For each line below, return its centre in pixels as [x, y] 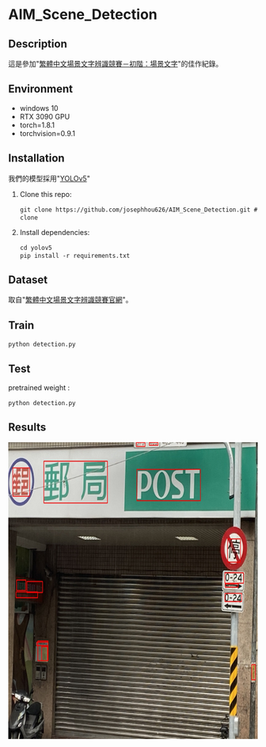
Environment [41, 89]
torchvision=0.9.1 [47, 133]
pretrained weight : [39, 388]
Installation [36, 159]
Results [27, 428]
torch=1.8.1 [37, 125]
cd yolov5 [36, 248]
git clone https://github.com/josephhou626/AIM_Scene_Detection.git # [139, 210]
